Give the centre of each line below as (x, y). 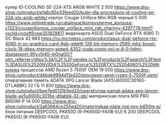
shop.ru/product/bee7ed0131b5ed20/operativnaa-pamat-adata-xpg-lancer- (82, 91)
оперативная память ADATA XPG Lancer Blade (54, 80)
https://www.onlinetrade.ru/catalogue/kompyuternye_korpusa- (69, 23)
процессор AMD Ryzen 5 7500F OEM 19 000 (67, 70)
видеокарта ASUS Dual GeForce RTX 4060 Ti (112, 33)
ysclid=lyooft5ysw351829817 (35, 33)
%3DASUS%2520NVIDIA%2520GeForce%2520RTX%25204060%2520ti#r (83, 64)
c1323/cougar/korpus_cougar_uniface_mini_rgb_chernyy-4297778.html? (79, 28)
